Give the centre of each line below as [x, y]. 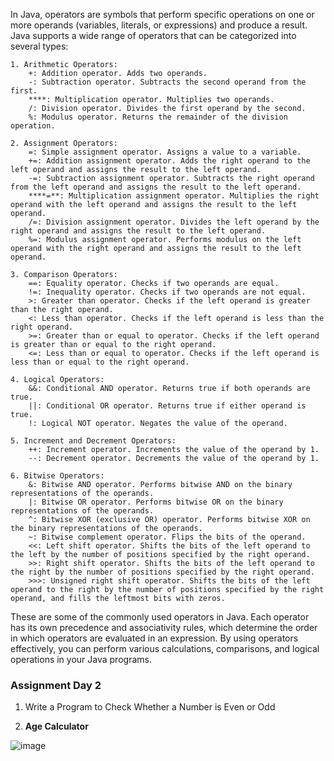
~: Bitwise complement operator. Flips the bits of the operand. [167, 537]
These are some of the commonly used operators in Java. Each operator [160, 617]
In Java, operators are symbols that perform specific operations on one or [162, 14]
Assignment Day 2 [56, 685]
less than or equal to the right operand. [100, 362]
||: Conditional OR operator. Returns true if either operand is [167, 406]
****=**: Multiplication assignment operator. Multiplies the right [174, 196]
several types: [39, 46]
